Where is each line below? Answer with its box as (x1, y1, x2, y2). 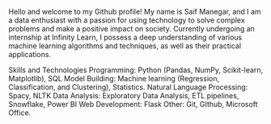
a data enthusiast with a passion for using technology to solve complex (8, 15, 245, 25)
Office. (8, 108, 32, 118)
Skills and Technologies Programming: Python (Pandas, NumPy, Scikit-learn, (8, 65, 264, 75)
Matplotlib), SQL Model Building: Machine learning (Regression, (8, 74, 220, 83)
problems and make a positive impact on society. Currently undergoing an (8, 24, 255, 33)
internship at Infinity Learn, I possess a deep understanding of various (8, 32, 243, 42)
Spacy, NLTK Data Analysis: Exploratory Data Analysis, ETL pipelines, (8, 91, 239, 100)
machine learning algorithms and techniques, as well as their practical (8, 41, 241, 51)
